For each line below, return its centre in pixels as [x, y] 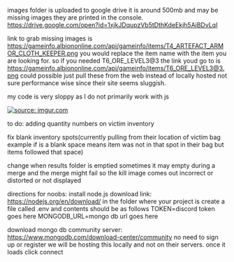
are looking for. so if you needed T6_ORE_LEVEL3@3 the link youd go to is [114, 61]
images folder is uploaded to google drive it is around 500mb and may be [113, 10]
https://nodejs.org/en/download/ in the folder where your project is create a [116, 201]
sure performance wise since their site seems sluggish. [87, 83]
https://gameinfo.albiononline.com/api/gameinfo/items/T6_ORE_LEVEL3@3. [116, 68]
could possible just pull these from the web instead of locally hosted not [123, 75]
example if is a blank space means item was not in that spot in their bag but [116, 145]
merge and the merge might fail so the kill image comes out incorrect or [110, 173]
